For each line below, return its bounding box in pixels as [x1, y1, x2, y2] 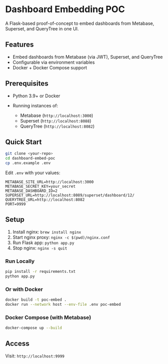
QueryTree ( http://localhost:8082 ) [20, 123, 95, 129]
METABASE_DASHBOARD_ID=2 [5, 188, 58, 193]
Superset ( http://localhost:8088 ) [20, 117, 92, 124]
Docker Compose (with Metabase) [5, 314, 92, 321]
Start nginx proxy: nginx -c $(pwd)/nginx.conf [12, 234, 110, 240]
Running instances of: [12, 102, 58, 108]
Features [5, 41, 34, 49]
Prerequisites [5, 79, 49, 88]
